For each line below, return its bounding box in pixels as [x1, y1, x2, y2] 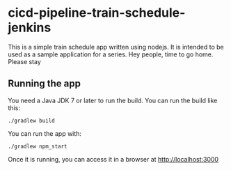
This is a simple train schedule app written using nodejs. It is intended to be [8, 42, 225, 51]
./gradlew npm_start [8, 143, 68, 150]
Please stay [8, 57, 41, 65]
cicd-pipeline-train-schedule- [8, 5, 186, 21]
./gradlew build [8, 117, 55, 124]
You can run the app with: [8, 129, 82, 137]
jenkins [8, 20, 51, 36]
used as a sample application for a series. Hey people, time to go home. [8, 50, 214, 59]
